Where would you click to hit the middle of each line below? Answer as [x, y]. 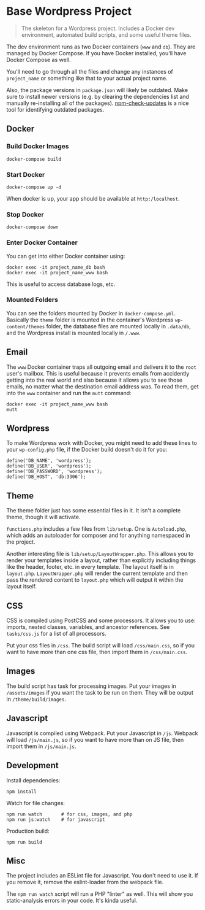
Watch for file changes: [36, 803]
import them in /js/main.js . [41, 746]
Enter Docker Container [42, 242]
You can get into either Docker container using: [66, 256]
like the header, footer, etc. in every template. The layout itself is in [90, 567]
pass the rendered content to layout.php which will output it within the [95, 580]
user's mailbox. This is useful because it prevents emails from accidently [98, 373]
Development [33, 765]
